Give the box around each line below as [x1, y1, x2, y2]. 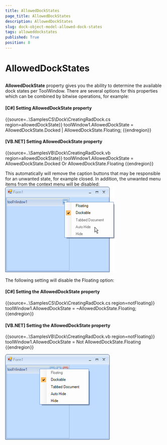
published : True [5, 35, 39, 40]
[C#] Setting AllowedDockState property [5, 105, 92, 111]
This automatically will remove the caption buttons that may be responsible [5, 170, 160, 176]
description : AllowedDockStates [5, 19, 73, 24]
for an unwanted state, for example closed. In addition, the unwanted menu [5, 175, 161, 182]
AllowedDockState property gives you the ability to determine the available [5, 82, 162, 88]
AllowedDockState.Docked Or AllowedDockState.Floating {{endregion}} [5, 160, 154, 166]
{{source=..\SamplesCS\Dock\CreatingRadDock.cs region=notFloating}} [5, 300, 155, 306]
